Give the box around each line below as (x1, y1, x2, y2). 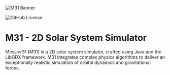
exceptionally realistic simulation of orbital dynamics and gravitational (5, 59, 151, 65)
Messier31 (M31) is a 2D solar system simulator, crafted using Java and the (5, 48, 162, 55)
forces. (5, 64, 20, 70)
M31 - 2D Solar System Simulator (5, 32, 147, 44)
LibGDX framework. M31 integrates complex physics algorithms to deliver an (5, 54, 165, 60)
